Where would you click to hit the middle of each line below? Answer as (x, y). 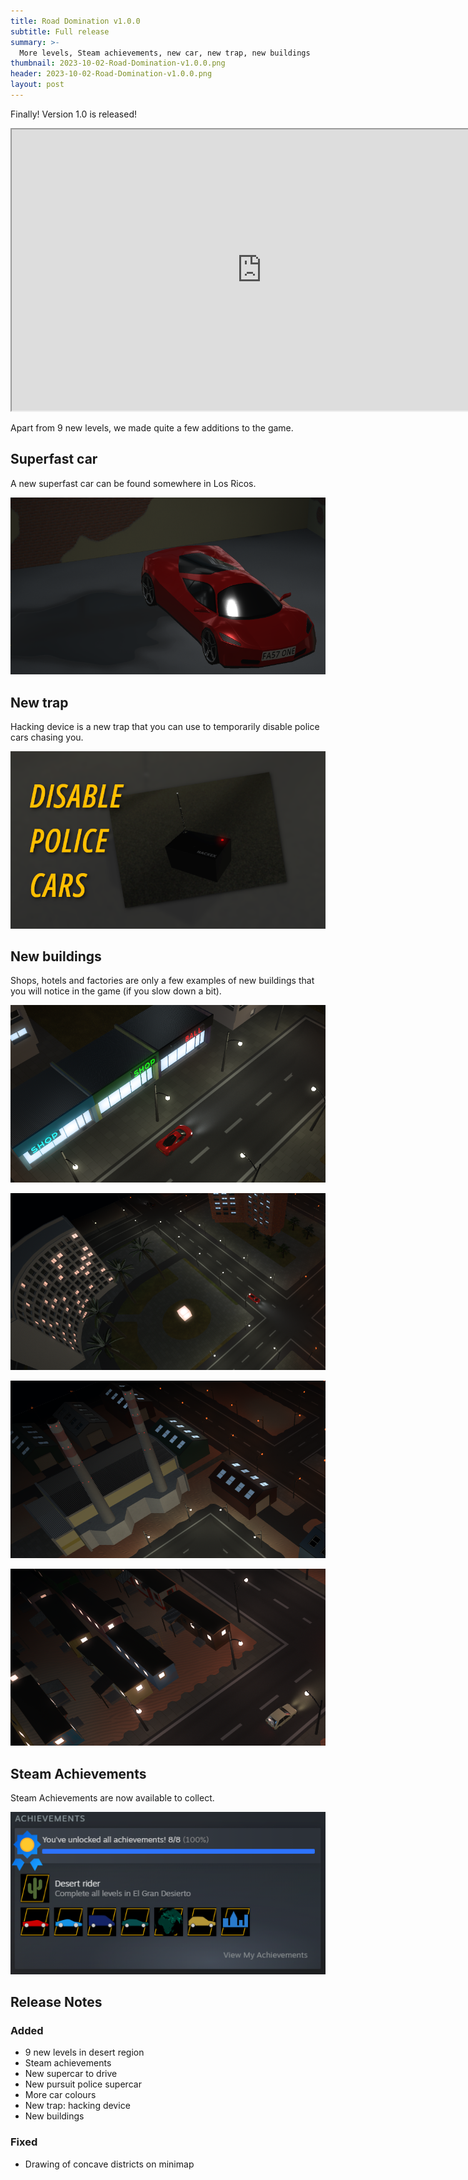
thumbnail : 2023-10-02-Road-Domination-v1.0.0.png (118, 63)
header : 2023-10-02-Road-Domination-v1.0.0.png (111, 74)
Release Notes (56, 2002)
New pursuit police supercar (83, 2084)
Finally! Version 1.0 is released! (73, 114)
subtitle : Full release (60, 31)
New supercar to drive (71, 2074)
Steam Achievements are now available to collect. (112, 1798)
